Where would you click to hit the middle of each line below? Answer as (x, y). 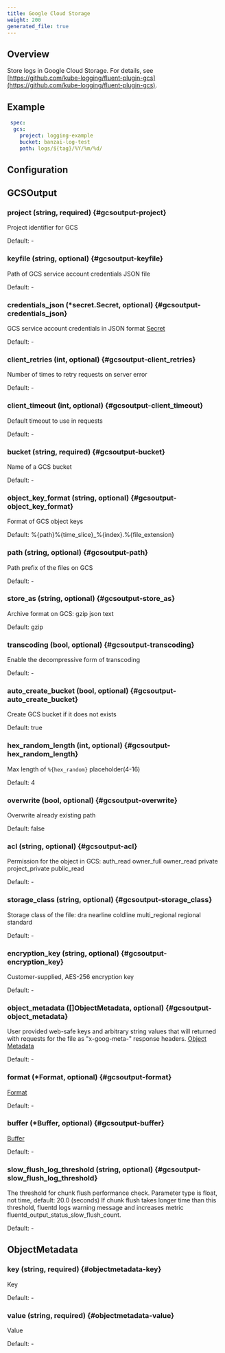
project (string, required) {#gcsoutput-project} (87, 212)
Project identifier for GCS (43, 228)
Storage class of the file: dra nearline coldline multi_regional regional (104, 914)
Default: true (25, 728)
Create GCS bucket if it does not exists (62, 714)
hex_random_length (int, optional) (65, 745)
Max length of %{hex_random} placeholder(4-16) (74, 769)
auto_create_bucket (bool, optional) (68, 691)
